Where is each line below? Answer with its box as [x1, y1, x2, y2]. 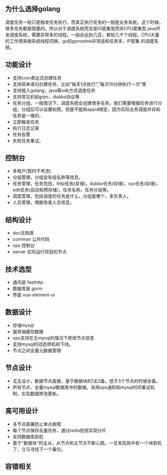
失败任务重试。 [12, 137, 44, 143]
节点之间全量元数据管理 [12, 347, 61, 353]
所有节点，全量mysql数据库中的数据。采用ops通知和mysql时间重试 [12, 384, 150, 390]
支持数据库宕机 [12, 433, 44, 439]
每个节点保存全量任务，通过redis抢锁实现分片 [12, 427, 107, 433]
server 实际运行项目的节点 [12, 249, 67, 255]
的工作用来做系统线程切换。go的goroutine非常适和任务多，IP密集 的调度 [5, 38, 154, 44]
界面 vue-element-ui [12, 292, 55, 298]
